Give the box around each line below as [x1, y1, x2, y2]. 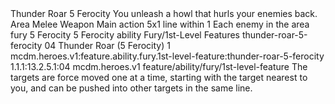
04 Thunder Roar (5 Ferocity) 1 [44, 40, 171, 51]
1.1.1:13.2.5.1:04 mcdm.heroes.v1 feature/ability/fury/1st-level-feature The [10, 61, 308, 72]
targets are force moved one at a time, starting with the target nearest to [10, 72, 308, 83]
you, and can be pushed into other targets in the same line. [10, 82, 253, 94]
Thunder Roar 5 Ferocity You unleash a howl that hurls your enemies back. [10, 8, 318, 19]
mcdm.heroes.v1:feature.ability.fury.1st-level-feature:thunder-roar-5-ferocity [10, 50, 325, 62]
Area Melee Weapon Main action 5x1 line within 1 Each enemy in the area [10, 18, 310, 30]
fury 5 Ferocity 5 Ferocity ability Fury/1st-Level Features [10, 29, 240, 41]
